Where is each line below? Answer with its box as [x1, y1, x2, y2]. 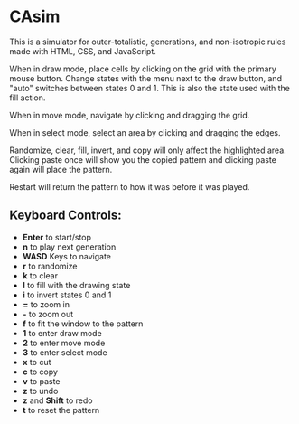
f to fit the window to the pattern [22, 318, 144, 329]
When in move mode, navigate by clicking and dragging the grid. [9, 109, 250, 120]
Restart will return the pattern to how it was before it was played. [9, 181, 250, 192]
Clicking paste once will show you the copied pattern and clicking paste [9, 154, 277, 165]
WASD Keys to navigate [22, 250, 111, 261]
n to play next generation [22, 241, 117, 252]
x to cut [22, 356, 51, 367]
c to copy [22, 366, 59, 377]
